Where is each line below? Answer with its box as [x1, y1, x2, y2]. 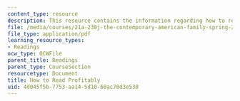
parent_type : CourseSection [7, 63, 91, 70]
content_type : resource [7, 10, 79, 18]
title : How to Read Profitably [7, 76, 101, 84]
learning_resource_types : [7, 37, 84, 44]
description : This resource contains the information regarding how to [7, 17, 225, 24]
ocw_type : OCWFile [7, 51, 62, 58]
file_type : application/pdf [7, 30, 91, 38]
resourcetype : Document [7, 70, 79, 77]
